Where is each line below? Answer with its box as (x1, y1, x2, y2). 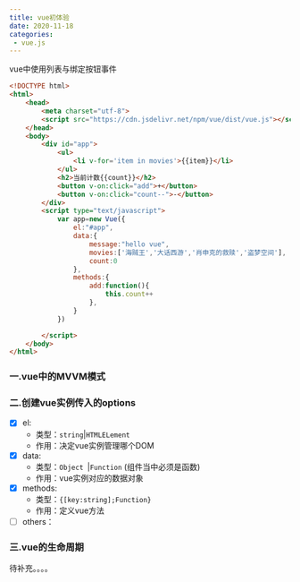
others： (21, 516, 54, 526)
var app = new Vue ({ (56, 215, 126, 224)
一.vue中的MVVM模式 (9, 371, 106, 383)
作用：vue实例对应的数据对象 (35, 472, 144, 484)
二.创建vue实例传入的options (9, 397, 137, 409)
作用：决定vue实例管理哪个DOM (35, 440, 154, 450)
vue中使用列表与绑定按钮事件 (9, 64, 118, 74)
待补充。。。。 (9, 563, 53, 574)
